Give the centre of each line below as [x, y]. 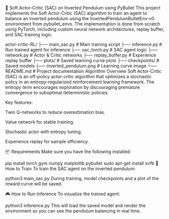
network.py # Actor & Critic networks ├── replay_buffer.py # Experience [81, 55]
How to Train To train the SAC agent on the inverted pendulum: [71, 169]
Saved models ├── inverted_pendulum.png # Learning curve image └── [81, 66]
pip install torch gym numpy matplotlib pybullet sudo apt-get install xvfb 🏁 [82, 163]
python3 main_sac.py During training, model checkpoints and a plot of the [82, 178]
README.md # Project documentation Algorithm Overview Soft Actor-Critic [83, 71]
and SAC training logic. [29, 35]
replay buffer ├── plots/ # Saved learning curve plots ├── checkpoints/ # [82, 60]
